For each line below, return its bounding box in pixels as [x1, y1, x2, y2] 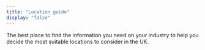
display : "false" [6, 15, 51, 21]
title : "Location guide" [6, 9, 70, 15]
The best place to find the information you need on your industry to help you [6, 31, 199, 38]
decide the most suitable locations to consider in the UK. [6, 38, 149, 45]
